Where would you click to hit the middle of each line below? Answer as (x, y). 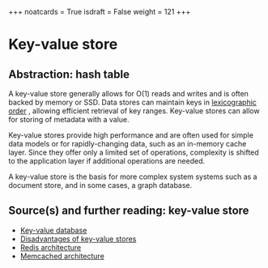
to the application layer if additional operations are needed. (106, 161)
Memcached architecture (62, 256)
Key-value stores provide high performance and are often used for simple (131, 135)
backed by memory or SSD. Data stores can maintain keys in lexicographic (133, 102)
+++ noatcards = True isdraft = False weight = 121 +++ (100, 12)
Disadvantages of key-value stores (78, 239)
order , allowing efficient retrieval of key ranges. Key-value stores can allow (134, 111)
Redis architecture (51, 247)
